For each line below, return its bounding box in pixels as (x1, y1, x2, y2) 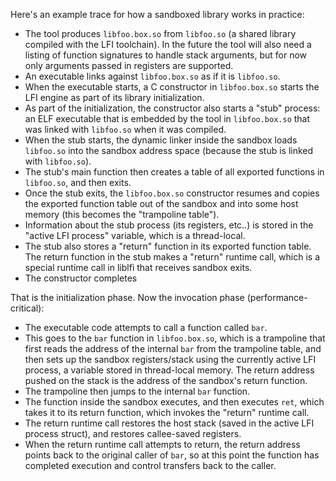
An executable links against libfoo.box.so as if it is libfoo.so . (24, 70, 281, 82)
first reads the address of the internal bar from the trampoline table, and (24, 343, 322, 354)
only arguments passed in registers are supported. (24, 60, 234, 71)
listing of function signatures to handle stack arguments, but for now (24, 49, 308, 61)
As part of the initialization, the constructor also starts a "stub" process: (24, 102, 321, 114)
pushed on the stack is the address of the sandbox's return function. (24, 375, 308, 386)
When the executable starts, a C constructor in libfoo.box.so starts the (24, 81, 320, 93)
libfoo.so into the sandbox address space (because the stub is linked (24, 145, 314, 156)
